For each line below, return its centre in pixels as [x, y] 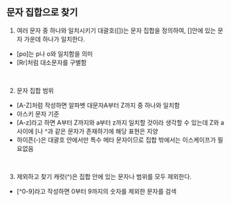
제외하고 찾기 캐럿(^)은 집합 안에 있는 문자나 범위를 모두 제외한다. [104, 176]
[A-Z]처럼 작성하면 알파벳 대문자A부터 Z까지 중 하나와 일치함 [98, 105]
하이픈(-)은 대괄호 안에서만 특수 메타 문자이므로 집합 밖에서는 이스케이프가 [116, 140]
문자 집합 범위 [35, 90]
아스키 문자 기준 [38, 113]
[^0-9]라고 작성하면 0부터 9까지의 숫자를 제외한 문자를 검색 [96, 191]
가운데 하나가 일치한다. [55, 39]
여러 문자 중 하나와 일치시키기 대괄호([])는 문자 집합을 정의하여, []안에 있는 [116, 30]
